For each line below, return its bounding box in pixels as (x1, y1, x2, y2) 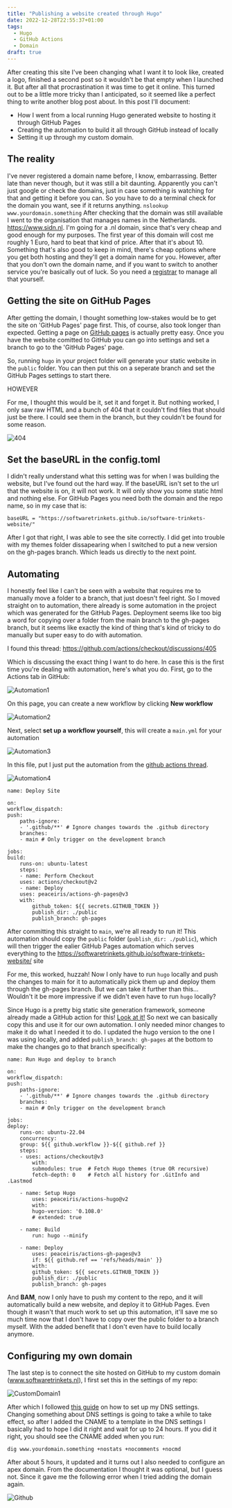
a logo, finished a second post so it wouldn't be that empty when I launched (7, 75, 224, 83)
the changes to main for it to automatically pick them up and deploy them (7, 978, 216, 986)
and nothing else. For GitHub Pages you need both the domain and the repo (7, 494, 223, 503)
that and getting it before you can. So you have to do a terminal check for (7, 194, 216, 202)
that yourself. (7, 275, 45, 283)
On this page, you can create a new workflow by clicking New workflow (7, 699, 213, 708)
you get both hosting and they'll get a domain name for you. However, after (7, 253, 222, 261)
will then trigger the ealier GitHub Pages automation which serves (7, 942, 195, 950)
